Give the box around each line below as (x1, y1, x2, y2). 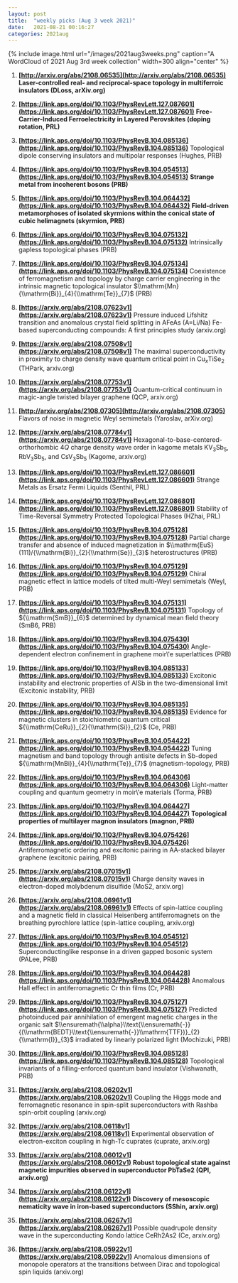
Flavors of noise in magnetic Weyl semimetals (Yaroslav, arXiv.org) (18, 414, 214, 423)
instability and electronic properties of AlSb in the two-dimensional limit (18, 678, 228, 687)
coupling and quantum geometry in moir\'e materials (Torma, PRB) (18, 788, 212, 796)
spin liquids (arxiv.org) (18, 1267, 85, 1276)
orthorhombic (18, 443, 59, 452)
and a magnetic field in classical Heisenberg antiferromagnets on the (18, 911, 220, 919)
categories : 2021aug (8, 30, 70, 38)
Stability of (196, 504, 228, 512)
